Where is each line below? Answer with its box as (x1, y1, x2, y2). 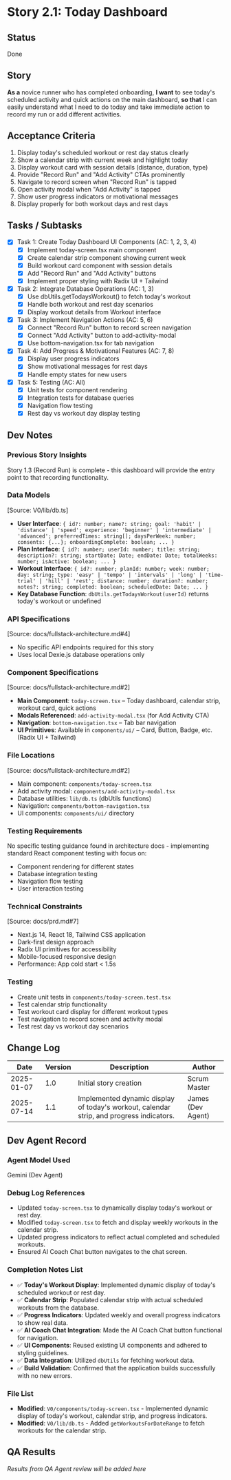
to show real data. (16, 1318, 69, 1327)
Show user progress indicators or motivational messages (16, 192, 179, 201)
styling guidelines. (16, 1348, 69, 1357)
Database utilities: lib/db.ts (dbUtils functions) (16, 794, 152, 802)
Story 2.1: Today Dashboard (7, 4, 168, 20)
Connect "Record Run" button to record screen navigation (27, 323, 192, 332)
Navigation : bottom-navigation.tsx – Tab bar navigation (16, 718, 177, 727)
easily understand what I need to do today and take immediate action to (7, 103, 210, 111)
